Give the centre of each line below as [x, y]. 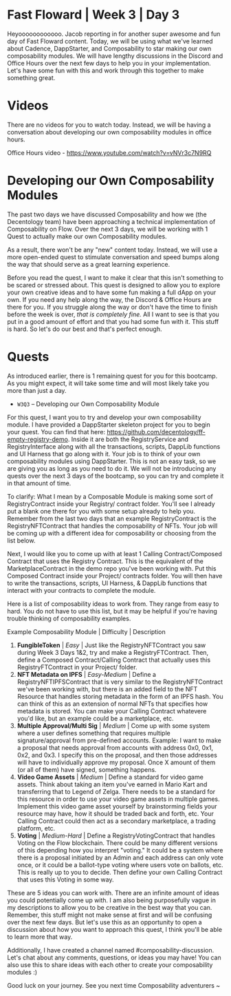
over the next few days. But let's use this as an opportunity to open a [104, 922]
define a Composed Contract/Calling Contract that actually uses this [114, 660]
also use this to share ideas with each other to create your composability [110, 964]
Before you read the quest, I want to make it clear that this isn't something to [115, 277]
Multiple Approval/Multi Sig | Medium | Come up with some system [113, 725]
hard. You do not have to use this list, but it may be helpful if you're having [112, 611]
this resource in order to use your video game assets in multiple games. [118, 799]
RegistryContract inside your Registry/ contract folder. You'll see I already [111, 504]
